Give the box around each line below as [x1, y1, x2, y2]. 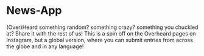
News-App [6, 4, 62, 17]
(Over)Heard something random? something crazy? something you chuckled [6, 23, 199, 31]
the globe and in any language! [6, 43, 84, 50]
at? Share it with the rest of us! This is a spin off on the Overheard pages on [6, 30, 196, 37]
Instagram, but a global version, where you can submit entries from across [6, 36, 193, 43]
